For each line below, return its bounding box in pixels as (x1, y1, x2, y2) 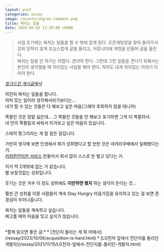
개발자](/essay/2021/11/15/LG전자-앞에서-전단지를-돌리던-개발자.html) (5, 241, 141, 247)
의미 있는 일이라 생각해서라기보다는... (5, 97, 76, 103)
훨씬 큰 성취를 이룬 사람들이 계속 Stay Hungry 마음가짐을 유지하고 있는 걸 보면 (5, 191, 154, 196)
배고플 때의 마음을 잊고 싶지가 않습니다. (5, 213, 80, 219)
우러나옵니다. (18, 197, 43, 203)
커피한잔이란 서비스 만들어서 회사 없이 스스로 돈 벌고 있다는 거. (5, 153, 124, 159)
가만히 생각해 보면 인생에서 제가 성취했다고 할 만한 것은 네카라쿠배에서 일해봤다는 (5, 141, 160, 147)
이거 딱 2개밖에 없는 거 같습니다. (5, 164, 67, 169)
